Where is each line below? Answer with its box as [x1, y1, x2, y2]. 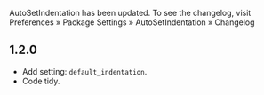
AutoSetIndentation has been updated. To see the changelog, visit [9, 8, 252, 18]
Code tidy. [21, 75, 60, 86]
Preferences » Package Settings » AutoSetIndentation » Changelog [9, 17, 255, 28]
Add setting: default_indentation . [21, 66, 148, 76]
